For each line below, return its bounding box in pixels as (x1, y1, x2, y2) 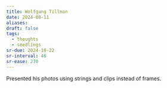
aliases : (6, 20, 28, 26)
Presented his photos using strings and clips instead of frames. (6, 75, 162, 82)
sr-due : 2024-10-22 (6, 48, 55, 54)
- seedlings (11, 42, 42, 48)
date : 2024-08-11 (6, 14, 50, 20)
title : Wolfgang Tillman (6, 8, 68, 15)
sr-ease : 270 (6, 58, 39, 64)
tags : (6, 31, 20, 37)
